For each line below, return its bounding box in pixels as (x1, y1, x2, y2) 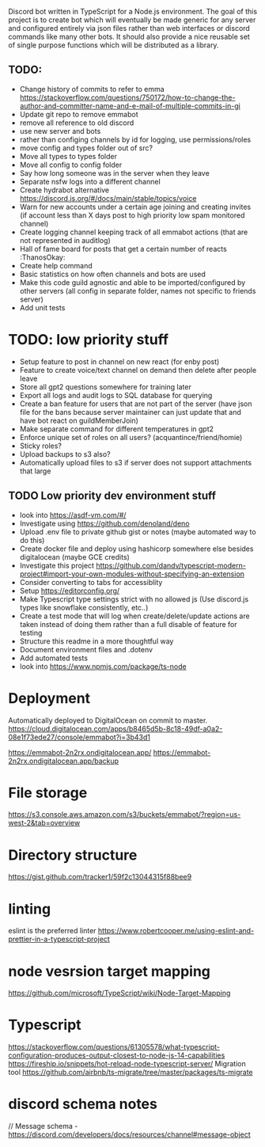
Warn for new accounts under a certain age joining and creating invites (19, 202, 252, 211)
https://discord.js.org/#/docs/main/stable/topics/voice (19, 193, 197, 203)
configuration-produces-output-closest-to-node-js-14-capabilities (8, 1050, 225, 1060)
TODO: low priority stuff (8, 331, 168, 348)
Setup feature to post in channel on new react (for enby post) (19, 356, 220, 367)
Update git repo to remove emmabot (19, 109, 138, 119)
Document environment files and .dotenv (19, 644, 153, 654)
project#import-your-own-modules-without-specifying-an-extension (19, 569, 245, 579)
